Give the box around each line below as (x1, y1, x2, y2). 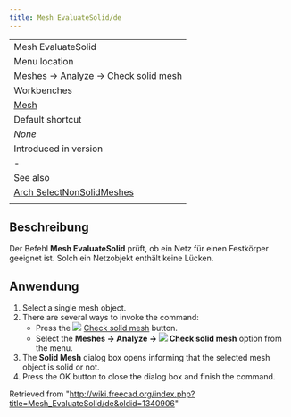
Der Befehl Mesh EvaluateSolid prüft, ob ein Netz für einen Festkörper (9, 243, 270, 254)
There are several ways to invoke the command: (21, 312, 199, 323)
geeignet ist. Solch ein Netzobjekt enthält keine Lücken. (9, 252, 214, 264)
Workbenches (13, 84, 73, 97)
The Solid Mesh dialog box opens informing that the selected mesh (21, 353, 270, 363)
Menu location (13, 55, 74, 67)
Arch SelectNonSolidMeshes (13, 185, 134, 198)
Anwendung (9, 278, 79, 294)
